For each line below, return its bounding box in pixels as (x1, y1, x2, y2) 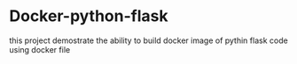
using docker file (9, 44, 71, 54)
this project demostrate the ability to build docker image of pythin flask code (9, 35, 288, 46)
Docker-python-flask (9, 6, 168, 26)
